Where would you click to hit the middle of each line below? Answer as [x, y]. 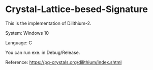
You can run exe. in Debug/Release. [43, 52]
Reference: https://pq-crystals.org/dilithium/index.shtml [64, 62]
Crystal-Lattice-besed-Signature [77, 9]
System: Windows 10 [27, 33]
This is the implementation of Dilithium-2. [48, 23]
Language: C [19, 43]
